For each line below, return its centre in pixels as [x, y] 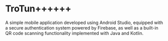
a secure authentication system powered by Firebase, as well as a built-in [82, 27]
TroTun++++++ [38, 9]
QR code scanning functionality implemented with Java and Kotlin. [74, 33]
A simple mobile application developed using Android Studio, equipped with [84, 22]
